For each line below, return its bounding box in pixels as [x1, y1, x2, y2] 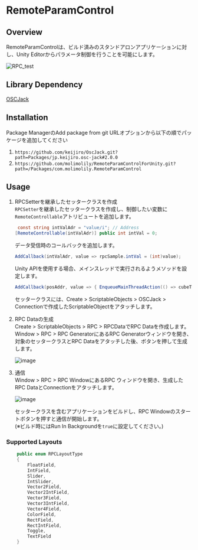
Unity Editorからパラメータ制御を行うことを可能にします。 [16, 51, 158, 58]
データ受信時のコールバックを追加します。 [14, 242, 118, 249]
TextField [27, 533, 51, 539]
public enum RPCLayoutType [16, 451, 83, 457]
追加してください [26, 136, 68, 144]
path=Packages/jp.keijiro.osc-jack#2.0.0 [14, 154, 118, 160]
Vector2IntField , [27, 490, 70, 496]
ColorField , [27, 512, 57, 518]
